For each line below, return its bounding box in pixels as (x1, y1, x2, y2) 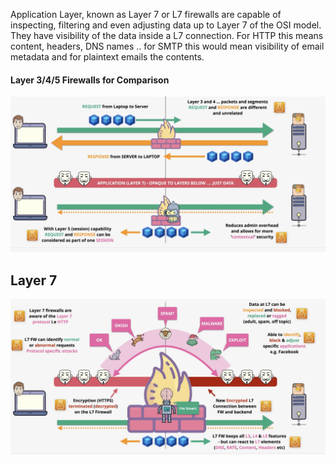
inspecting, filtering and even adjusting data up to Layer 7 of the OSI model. (10, 19, 322, 31)
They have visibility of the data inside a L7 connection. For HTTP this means (10, 30, 324, 41)
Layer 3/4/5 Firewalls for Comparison (10, 74, 170, 86)
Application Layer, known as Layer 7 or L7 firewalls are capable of (10, 9, 282, 20)
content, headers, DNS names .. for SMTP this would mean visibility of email (10, 40, 325, 52)
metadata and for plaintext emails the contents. (10, 51, 205, 63)
